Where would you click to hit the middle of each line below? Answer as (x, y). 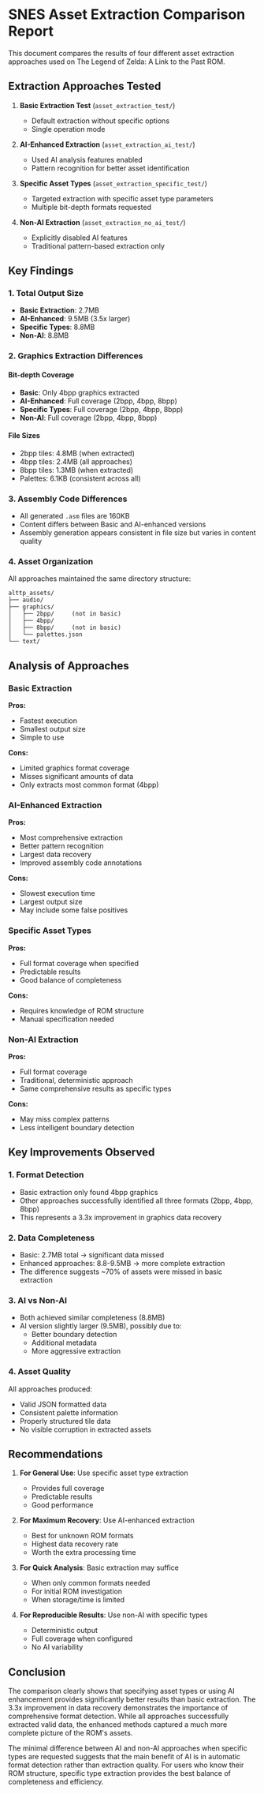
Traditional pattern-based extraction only (98, 245)
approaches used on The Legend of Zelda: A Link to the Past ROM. (117, 62)
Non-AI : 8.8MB (44, 335)
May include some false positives (74, 910)
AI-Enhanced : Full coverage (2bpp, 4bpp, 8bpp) (98, 401)
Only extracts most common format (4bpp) (89, 785)
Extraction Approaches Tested (85, 86)
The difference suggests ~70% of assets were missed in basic (121, 1272)
